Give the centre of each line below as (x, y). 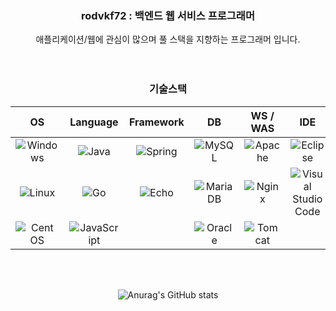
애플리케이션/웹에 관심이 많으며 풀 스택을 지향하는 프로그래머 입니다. (168, 39)
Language (94, 122)
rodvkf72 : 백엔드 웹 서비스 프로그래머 (168, 15)
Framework (157, 122)
